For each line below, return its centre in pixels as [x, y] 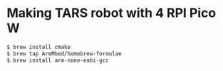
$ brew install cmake [39, 47]
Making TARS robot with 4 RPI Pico [111, 13]
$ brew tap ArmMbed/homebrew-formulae [64, 54]
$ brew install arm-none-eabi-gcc [58, 60]
